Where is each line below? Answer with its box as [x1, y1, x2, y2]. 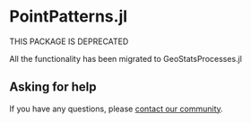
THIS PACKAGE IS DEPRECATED [9, 36, 129, 47]
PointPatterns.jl [9, 6, 128, 27]
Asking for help [9, 79, 97, 95]
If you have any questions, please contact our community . [9, 103, 224, 114]
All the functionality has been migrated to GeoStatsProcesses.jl [9, 53, 242, 64]
